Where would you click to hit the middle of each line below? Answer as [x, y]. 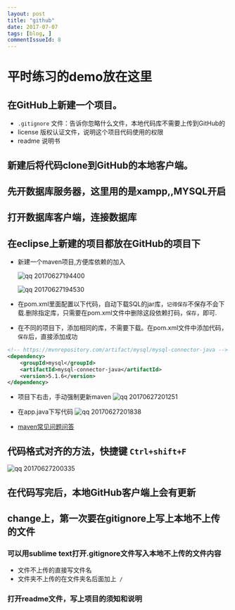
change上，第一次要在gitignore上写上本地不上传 [114, 518]
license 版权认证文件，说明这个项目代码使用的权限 [90, 132]
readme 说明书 [39, 141]
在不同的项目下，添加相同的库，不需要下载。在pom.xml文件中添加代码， [122, 328]
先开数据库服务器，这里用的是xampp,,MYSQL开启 [117, 191]
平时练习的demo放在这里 [80, 77]
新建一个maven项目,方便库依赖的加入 [71, 262]
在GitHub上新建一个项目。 [65, 105]
